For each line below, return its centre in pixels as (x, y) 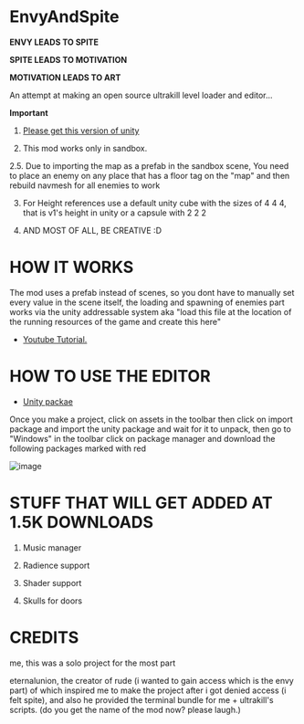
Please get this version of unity (81, 131)
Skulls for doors (52, 601)
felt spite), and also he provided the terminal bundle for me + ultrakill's (142, 699)
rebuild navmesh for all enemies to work (85, 185)
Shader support (52, 582)
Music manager (52, 547)
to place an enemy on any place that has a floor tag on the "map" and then (150, 175)
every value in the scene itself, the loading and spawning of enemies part (147, 302)
